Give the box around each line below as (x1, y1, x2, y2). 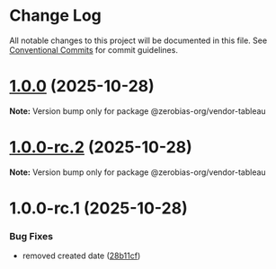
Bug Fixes (9, 230, 54, 242)
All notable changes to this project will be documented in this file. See (9, 35, 268, 46)
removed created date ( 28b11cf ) (22, 250, 141, 261)
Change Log (9, 5, 102, 26)
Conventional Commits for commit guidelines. (9, 44, 178, 55)
